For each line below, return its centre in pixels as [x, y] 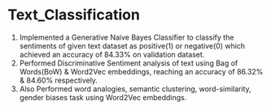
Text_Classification [74, 15]
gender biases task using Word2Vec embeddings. [103, 97]
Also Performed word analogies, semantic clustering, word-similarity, [135, 89]
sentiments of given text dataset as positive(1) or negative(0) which [132, 45]
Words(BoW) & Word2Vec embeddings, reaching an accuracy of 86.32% [141, 71]
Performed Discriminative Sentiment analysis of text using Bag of [129, 63]
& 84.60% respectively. [59, 80]
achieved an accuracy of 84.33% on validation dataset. [112, 54]
